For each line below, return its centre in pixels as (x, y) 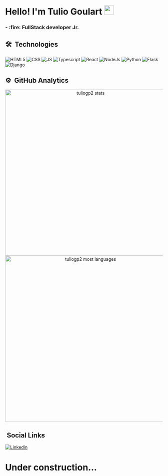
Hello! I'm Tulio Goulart (54, 12)
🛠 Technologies (32, 44)
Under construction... (51, 468)
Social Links (26, 435)
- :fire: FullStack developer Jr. (42, 28)
